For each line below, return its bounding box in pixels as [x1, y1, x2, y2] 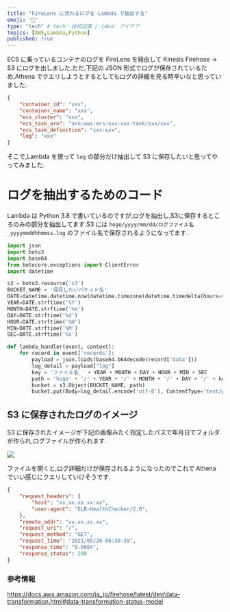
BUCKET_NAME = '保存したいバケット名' [7, 286, 107, 293]
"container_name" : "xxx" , [19, 107, 94, 114]
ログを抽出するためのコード [7, 188, 164, 203]
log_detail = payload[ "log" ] [31, 363, 115, 369]
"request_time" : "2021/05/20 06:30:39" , [19, 537, 136, 545]
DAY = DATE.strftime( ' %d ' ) [7, 312, 78, 319]
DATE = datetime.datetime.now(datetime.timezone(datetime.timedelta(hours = [7, 293, 222, 300]
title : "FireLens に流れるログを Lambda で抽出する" [7, 10, 149, 17]
